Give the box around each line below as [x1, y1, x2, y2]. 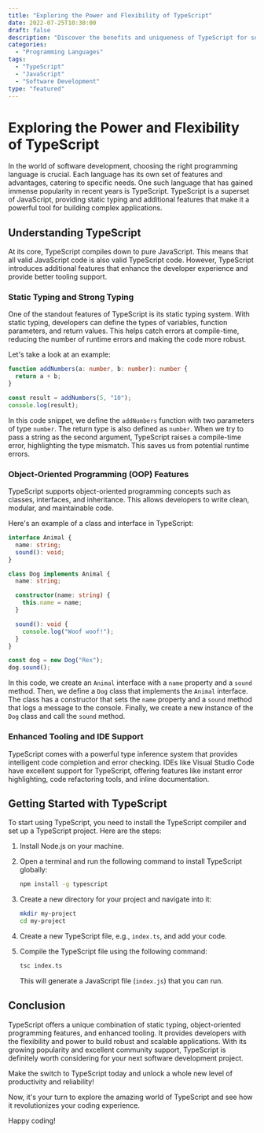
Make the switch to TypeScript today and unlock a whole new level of [8, 1068, 233, 1078]
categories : [8, 41, 47, 49]
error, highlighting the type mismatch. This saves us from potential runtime [8, 440, 250, 450]
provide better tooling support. [8, 272, 108, 282]
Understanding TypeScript [8, 226, 141, 239]
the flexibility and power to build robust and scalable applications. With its [8, 1036, 247, 1046]
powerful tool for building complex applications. [8, 203, 163, 213]
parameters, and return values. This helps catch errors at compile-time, [8, 326, 240, 335]
